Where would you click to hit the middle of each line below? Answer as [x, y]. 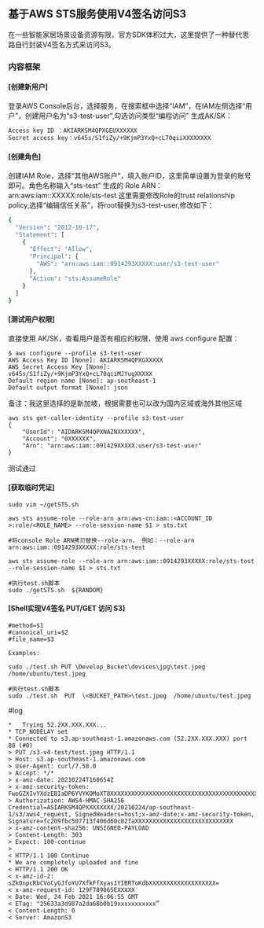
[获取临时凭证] [31, 488]
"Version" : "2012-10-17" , [58, 227]
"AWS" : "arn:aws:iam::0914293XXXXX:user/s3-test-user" [128, 264]
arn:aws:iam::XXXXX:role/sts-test [62, 195]
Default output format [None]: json [68, 388]
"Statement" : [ [40, 234]
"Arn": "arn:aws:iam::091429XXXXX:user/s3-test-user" [112, 446]
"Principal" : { [54, 257]
